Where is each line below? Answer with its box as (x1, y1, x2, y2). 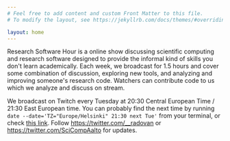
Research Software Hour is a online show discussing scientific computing (7, 47, 214, 55)
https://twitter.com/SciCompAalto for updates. (7, 126, 138, 134)
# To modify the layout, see (7, 16, 90, 23)
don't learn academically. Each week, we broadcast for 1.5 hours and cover (7, 62, 219, 70)
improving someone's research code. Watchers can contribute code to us (7, 77, 215, 85)
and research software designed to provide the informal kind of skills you (7, 55, 214, 63)
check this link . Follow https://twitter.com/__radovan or (7, 119, 162, 127)
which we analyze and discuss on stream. (7, 84, 125, 92)
